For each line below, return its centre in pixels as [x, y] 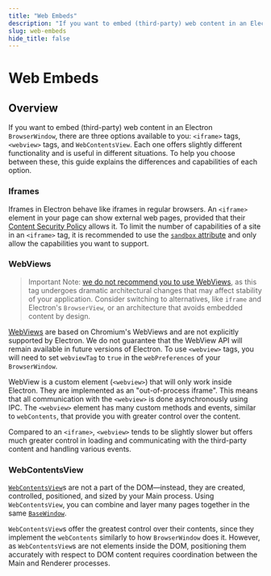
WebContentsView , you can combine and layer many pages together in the [129, 505]
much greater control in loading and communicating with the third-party [128, 440]
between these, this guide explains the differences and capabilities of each [133, 162]
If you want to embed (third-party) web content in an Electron [110, 128]
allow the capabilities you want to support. [79, 243]
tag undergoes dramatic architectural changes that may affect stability [145, 290]
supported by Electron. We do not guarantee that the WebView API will [125, 340]
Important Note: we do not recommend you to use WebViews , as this [142, 282]
